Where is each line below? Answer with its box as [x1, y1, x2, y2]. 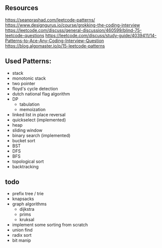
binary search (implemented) [12, 132, 71, 138]
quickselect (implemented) [12, 117, 66, 123]
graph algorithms [12, 201, 47, 207]
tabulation [19, 101, 40, 107]
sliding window [12, 127, 43, 133]
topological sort [12, 158, 44, 164]
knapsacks [12, 196, 34, 202]
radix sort [12, 232, 32, 238]
